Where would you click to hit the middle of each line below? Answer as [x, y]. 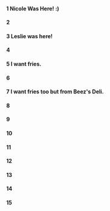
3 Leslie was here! [30, 36]
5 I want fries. [24, 64]
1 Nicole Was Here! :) [33, 8]
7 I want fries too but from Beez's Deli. [55, 92]
